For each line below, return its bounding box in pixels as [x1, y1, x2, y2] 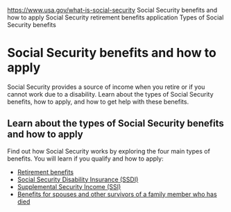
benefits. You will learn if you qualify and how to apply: [7, 154, 164, 163]
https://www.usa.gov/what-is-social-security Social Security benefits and [7, 6, 218, 14]
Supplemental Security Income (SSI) [17, 182, 121, 190]
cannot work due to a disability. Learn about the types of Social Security [7, 90, 214, 98]
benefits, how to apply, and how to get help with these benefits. [7, 97, 189, 106]
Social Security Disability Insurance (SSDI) [17, 175, 139, 184]
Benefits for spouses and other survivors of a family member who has [17, 190, 217, 198]
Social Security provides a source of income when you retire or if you [7, 83, 205, 91]
